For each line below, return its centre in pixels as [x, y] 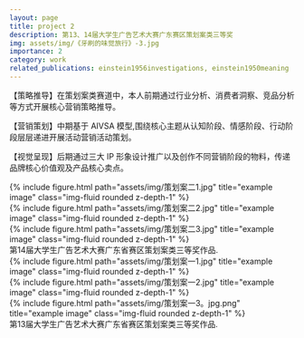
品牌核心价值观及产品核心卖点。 [69, 168]
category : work [38, 60]
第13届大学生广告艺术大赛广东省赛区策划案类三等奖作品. [114, 324]
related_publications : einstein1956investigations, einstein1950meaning [149, 69]
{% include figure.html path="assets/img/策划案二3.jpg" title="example [142, 228]
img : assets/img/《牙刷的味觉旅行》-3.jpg [85, 43]
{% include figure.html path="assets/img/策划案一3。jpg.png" [125, 303]
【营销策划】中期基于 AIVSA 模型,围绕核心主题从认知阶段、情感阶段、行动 [147, 126]
